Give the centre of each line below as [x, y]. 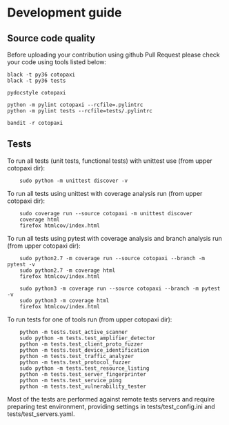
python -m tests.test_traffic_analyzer [77, 356]
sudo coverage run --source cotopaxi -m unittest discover [106, 213]
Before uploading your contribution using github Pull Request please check [113, 55]
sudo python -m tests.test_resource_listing [84, 368]
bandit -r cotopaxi [35, 123]
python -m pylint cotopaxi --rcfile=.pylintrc [75, 105]
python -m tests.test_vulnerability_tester [83, 386]
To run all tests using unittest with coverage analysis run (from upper [105, 193]
